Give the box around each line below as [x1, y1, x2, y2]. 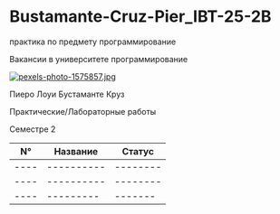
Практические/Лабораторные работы [9, 106, 157, 116]
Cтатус [121, 144, 154, 157]
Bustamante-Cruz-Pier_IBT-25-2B [9, 6, 272, 27]
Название [53, 144, 99, 157]
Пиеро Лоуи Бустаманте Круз [9, 88, 125, 99]
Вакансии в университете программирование [9, 53, 188, 64]
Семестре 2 [9, 124, 56, 135]
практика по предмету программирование [9, 36, 177, 47]
